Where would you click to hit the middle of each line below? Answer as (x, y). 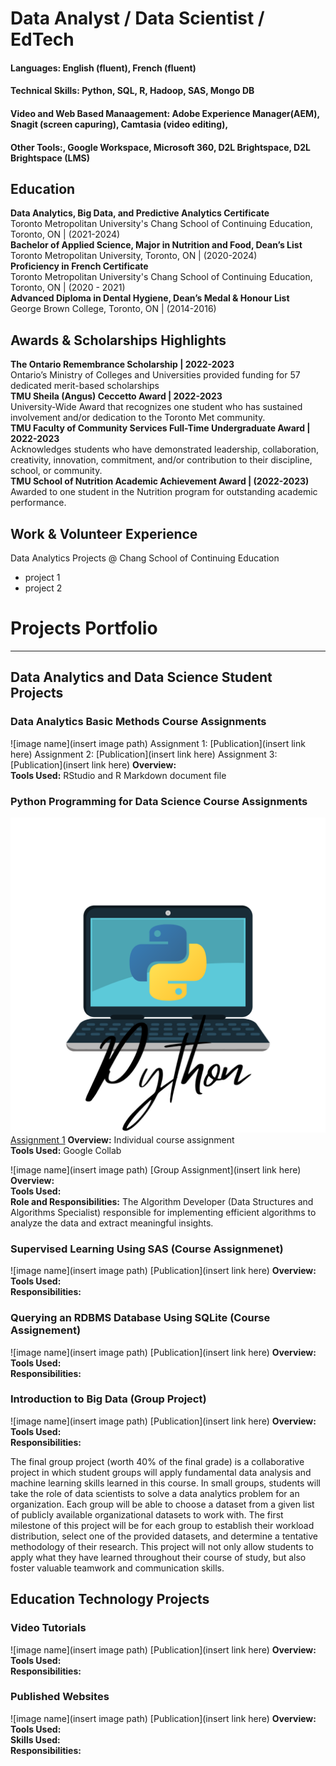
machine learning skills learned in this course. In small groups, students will (165, 1483)
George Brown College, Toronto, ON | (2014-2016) (113, 309)
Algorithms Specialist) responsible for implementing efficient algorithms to (163, 1212)
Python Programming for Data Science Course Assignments (159, 801)
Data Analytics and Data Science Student (141, 677)
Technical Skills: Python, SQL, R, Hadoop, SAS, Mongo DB (132, 91)
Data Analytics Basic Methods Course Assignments (138, 722)
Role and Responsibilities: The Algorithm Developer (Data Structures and (162, 1201)
